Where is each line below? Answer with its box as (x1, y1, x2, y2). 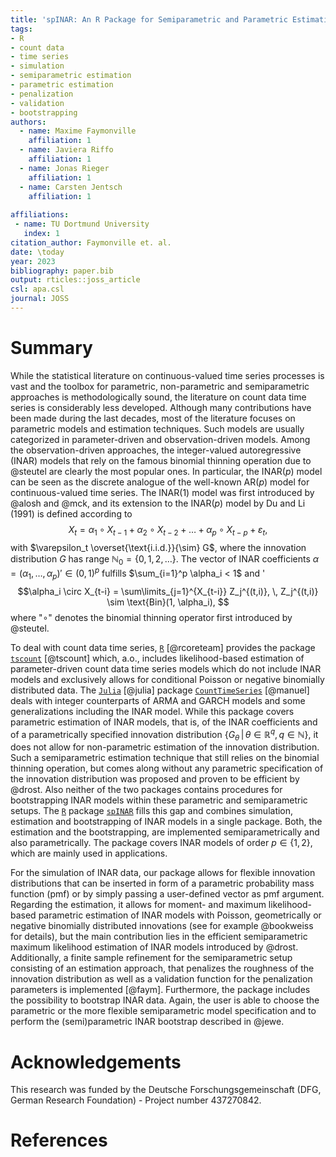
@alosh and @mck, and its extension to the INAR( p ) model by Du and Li (10, 497, 306, 509)
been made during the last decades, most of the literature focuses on (10, 412, 296, 424)
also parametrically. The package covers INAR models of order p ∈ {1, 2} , (10, 837, 313, 849)
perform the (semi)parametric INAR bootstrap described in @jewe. (10, 1016, 285, 1028)
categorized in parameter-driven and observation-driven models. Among (10, 433, 311, 445)
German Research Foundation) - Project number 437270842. (10, 1094, 262, 1106)
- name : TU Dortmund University (14, 219, 150, 230)
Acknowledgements (10, 1051, 182, 1073)
